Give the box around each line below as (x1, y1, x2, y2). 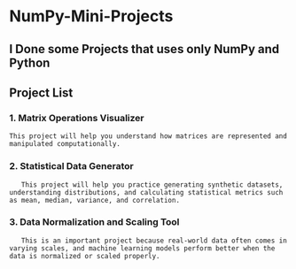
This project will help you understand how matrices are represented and (9, 132, 288, 141)
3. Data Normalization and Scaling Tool (9, 216, 180, 228)
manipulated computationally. (9, 140, 121, 149)
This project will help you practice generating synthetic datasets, (20, 180, 284, 189)
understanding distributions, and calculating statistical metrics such (9, 188, 284, 196)
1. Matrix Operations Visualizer (9, 111, 144, 124)
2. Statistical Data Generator (9, 160, 135, 173)
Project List (9, 85, 74, 100)
